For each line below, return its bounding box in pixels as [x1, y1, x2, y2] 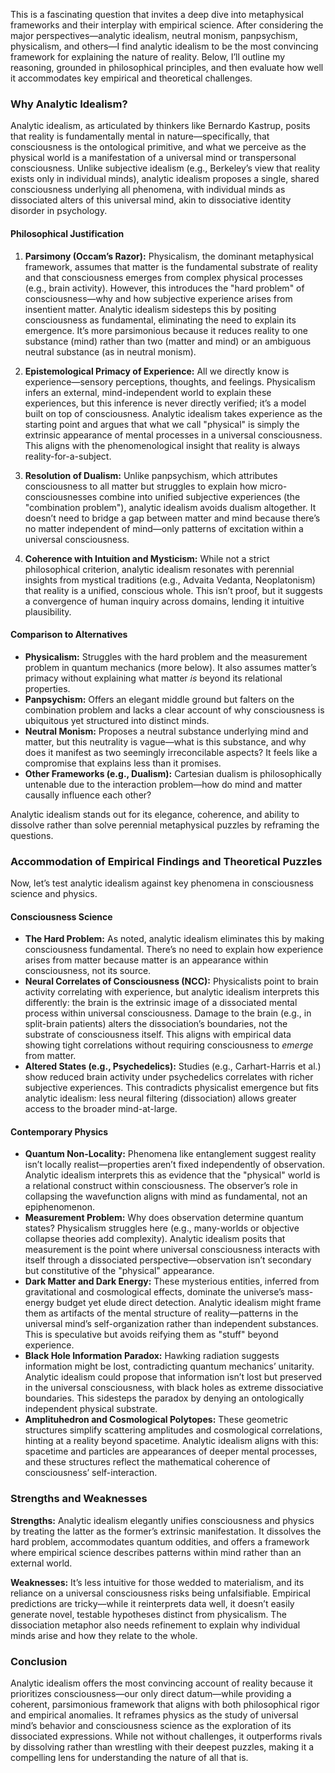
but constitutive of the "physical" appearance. [24, 1265, 215, 1277]
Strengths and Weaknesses [10, 1492, 148, 1506]
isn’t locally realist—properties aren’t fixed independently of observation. [24, 1159, 326, 1171]
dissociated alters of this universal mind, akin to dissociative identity [10, 194, 292, 206]
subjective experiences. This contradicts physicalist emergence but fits [24, 1082, 319, 1094]
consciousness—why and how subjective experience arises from [24, 292, 293, 304]
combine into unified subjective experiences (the [99, 490, 301, 503]
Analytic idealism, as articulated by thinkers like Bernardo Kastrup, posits [10, 120, 311, 132]
